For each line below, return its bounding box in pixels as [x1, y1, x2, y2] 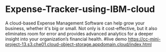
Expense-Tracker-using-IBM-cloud [5, 3, 155, 15]
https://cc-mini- [128, 36, 161, 42]
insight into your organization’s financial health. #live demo [5, 36, 127, 42]
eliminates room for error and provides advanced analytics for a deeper [5, 30, 153, 36]
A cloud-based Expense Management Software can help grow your [5, 20, 145, 26]
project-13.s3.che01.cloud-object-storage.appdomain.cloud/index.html [5, 41, 152, 47]
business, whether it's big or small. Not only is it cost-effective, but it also [5, 25, 157, 31]
